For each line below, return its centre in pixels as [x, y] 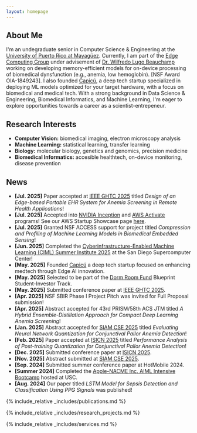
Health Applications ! [39, 209]
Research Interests [41, 124]
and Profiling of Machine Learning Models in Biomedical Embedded [96, 234]
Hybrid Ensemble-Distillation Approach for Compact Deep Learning [96, 315]
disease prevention [38, 164]
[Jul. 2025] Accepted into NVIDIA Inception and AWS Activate [90, 215]
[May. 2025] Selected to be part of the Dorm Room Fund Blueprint [95, 278]
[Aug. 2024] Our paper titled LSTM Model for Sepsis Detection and [96, 384]
